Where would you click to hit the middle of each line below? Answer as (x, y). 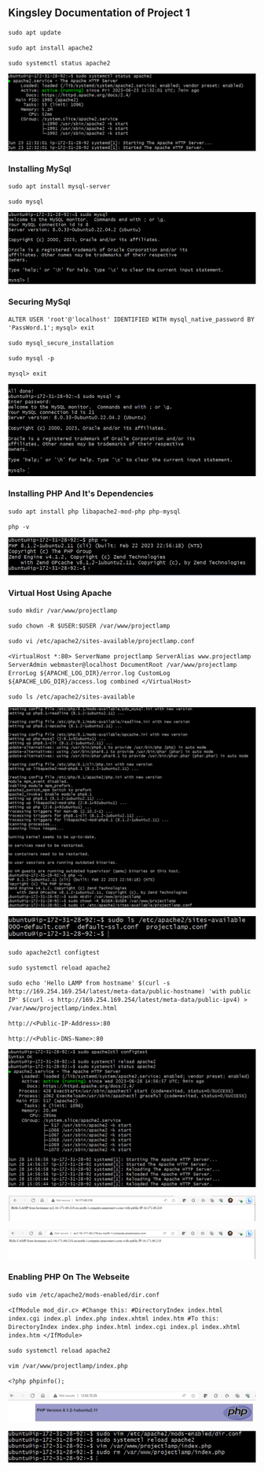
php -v (19, 527)
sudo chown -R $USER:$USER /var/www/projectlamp (89, 626)
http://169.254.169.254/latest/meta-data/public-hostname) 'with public (130, 992)
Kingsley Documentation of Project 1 (99, 13)
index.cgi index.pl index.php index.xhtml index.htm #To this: (114, 1318)
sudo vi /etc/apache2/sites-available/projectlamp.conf (101, 642)
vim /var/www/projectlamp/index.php (68, 1366)
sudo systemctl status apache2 (59, 63)
